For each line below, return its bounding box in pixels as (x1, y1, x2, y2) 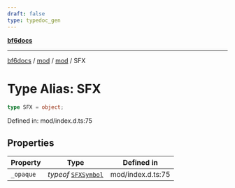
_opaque (10, 170, 36, 179)
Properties (7, 137, 55, 149)
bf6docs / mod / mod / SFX (7, 56, 86, 65)
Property (10, 158, 41, 168)
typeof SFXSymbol (48, 170, 104, 180)
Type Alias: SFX (7, 81, 101, 97)
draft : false (7, 10, 45, 18)
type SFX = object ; (7, 104, 64, 111)
